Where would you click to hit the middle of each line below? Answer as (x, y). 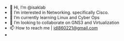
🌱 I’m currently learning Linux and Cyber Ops (54, 17)
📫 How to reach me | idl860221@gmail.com (54, 28)
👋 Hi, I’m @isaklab (28, 7)
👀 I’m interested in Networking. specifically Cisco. (59, 12)
